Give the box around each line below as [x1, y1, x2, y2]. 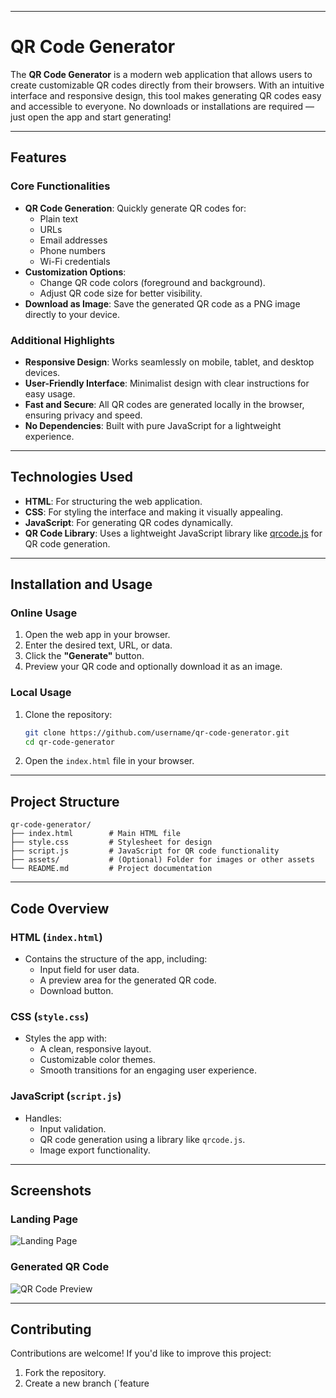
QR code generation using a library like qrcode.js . [39, 1133, 246, 1145]
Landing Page [10, 1212, 79, 1226]
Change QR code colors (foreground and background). [39, 276, 266, 288]
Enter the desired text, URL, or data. [24, 639, 173, 651]
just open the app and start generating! [10, 111, 172, 123]
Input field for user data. [39, 963, 140, 975]
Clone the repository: [24, 708, 113, 720]
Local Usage [10, 686, 72, 700]
